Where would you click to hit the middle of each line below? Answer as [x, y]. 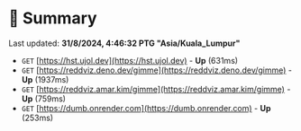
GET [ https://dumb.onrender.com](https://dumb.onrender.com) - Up [146, 108]
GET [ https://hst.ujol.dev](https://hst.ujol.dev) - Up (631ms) [130, 60]
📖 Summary [53, 18]
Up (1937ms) [45, 79]
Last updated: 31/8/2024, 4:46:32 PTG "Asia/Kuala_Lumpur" [124, 43]
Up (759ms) [44, 99]
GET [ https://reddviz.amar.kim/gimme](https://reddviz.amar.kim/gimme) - [156, 89]
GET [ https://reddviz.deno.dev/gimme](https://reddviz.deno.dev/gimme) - [157, 70]
